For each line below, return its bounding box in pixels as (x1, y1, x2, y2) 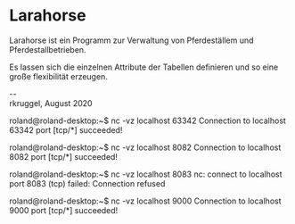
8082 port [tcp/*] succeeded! (9, 151, 119, 162)
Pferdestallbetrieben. (9, 44, 86, 54)
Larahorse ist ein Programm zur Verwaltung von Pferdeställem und (9, 35, 254, 46)
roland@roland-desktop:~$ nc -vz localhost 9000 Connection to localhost (9, 195, 282, 206)
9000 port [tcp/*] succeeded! (9, 204, 119, 215)
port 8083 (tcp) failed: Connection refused (9, 178, 166, 188)
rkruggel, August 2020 (9, 97, 93, 108)
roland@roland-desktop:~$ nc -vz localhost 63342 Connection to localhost (9, 115, 287, 126)
